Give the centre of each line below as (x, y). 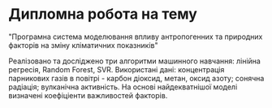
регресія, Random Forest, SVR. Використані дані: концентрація (117, 69)
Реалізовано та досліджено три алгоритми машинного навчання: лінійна (135, 61)
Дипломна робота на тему (103, 14)
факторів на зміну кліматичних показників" (83, 45)
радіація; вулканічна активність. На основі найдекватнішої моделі (123, 87)
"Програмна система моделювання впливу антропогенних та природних (136, 37)
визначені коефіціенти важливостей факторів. (88, 95)
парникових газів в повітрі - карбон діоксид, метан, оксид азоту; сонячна (136, 78)
